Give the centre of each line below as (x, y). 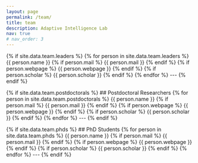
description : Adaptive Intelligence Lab (57, 28)
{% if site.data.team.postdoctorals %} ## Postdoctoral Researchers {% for (97, 93)
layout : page (22, 12)
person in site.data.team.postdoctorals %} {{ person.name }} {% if (87, 99)
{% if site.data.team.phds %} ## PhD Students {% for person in (84, 129)
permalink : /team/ (29, 17)
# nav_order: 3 (25, 39)
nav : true (18, 34)
